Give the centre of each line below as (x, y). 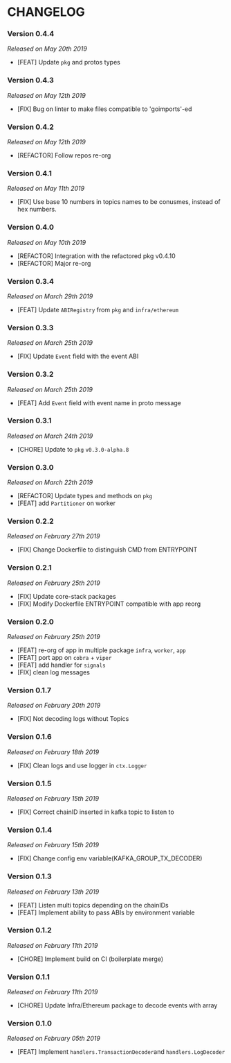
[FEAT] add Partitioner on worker (66, 503)
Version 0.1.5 (29, 783)
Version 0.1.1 (28, 977)
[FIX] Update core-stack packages (66, 596)
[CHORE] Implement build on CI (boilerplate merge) (90, 959)
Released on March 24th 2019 (50, 436)
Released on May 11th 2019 (46, 189)
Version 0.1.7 (29, 690)
